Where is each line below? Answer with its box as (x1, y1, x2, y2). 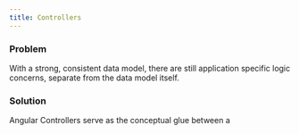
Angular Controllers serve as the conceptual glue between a (9, 115, 230, 126)
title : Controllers (9, 13, 82, 22)
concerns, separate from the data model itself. (9, 72, 180, 83)
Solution (9, 95, 47, 107)
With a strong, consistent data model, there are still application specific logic (9, 63, 291, 73)
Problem (9, 42, 47, 54)
